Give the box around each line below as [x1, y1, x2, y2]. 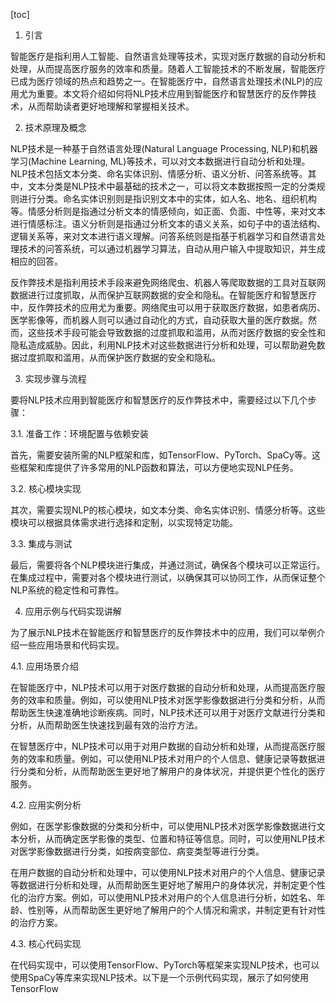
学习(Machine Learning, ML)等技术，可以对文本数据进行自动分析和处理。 [10, 155, 311, 167]
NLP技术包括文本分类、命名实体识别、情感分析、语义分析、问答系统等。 [10, 168, 308, 179]
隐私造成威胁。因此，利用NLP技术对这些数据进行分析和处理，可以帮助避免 [10, 339, 317, 351]
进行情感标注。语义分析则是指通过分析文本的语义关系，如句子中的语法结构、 [10, 218, 326, 229]
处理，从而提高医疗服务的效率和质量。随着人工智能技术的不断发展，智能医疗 [10, 63, 326, 74]
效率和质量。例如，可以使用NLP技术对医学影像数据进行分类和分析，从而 [27, 694, 326, 706]
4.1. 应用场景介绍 [10, 660, 80, 672]
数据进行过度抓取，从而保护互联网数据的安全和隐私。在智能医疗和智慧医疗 [10, 289, 317, 301]
